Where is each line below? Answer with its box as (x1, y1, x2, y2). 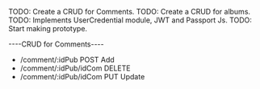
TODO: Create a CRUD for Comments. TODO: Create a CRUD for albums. (8, 7, 251, 16)
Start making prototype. (8, 24, 87, 33)
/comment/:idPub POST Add (19, 55, 115, 64)
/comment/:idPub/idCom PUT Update (19, 72, 145, 81)
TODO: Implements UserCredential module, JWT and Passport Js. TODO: (8, 15, 253, 25)
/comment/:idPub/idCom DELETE (19, 63, 131, 73)
